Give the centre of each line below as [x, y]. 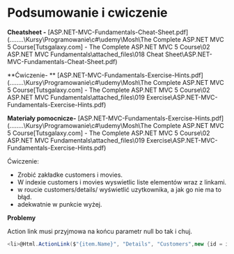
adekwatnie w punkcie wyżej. [60, 204]
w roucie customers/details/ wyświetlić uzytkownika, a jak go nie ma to [119, 189]
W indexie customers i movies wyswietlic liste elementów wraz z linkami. [122, 182]
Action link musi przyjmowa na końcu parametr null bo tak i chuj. [100, 231]
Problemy [22, 218]
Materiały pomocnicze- [42, 118]
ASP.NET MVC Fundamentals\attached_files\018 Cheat [85, 54]
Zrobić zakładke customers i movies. [70, 175]
